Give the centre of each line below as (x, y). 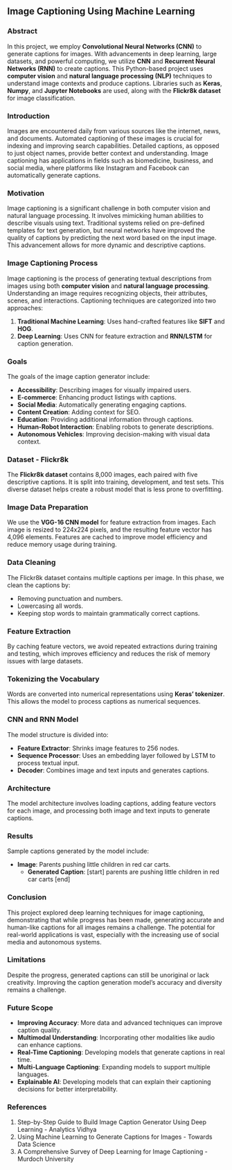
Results (20, 836)
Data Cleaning (32, 563)
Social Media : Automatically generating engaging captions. (102, 405)
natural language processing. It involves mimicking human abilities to (105, 216)
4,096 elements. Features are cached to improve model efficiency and (107, 537)
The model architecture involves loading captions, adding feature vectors (111, 803)
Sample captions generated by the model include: (78, 851)
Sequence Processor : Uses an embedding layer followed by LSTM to (116, 755)
